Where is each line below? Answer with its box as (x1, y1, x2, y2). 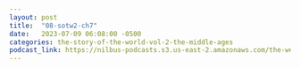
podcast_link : (9, 46, 62, 55)
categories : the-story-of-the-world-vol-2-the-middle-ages (9, 37, 234, 47)
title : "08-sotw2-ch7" (9, 21, 98, 30)
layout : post (9, 12, 58, 22)
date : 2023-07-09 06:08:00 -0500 (9, 29, 142, 38)
